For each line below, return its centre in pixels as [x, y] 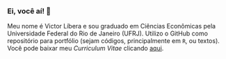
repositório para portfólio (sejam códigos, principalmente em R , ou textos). [114, 41]
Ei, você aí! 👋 [29, 11]
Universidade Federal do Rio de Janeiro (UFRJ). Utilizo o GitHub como [108, 33]
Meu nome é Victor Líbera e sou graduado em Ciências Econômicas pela [112, 26]
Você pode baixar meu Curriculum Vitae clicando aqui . [86, 49]
